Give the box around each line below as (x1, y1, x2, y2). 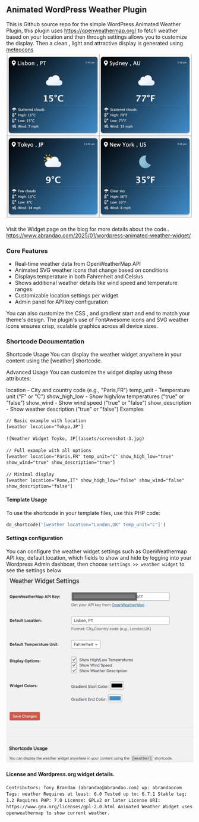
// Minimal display (6, 472, 55, 477)
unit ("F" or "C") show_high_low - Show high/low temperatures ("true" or (6, 393, 184, 400)
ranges (14, 286, 33, 293)
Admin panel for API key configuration (14, 298, 108, 305)
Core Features (6, 247, 48, 255)
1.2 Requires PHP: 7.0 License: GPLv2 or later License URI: (6, 798, 161, 804)
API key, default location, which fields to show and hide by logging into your (6, 554, 192, 561)
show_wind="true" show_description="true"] (6, 460, 116, 466)
